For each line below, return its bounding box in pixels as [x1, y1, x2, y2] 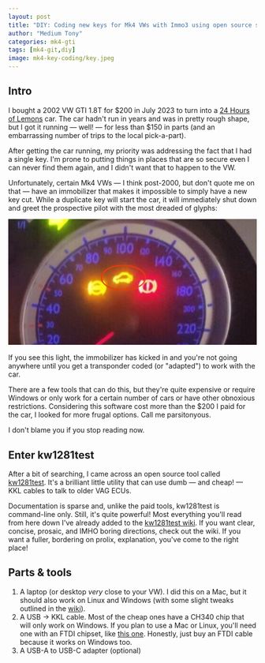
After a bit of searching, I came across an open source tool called [8, 470, 221, 479]
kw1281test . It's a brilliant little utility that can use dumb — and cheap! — [8, 478, 244, 487]
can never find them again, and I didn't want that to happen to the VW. [8, 163, 237, 172]
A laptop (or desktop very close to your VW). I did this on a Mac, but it [19, 586, 247, 596]
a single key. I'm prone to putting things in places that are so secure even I [8, 154, 250, 163]
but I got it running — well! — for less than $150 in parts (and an [8, 122, 215, 132]
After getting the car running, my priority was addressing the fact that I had [8, 146, 252, 155]
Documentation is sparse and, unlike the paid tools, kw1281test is [8, 501, 220, 511]
